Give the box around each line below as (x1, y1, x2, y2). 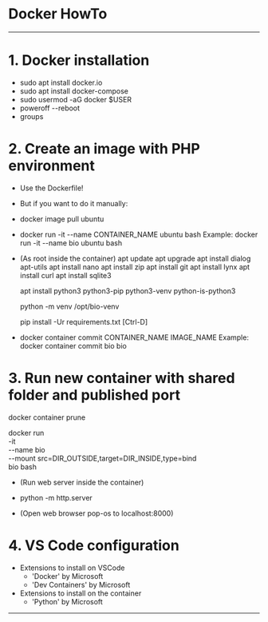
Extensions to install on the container (19, 588, 142, 598)
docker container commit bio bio (19, 341, 128, 350)
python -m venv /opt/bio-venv (19, 301, 120, 311)
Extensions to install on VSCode (19, 563, 125, 572)
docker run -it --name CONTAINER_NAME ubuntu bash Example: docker (19, 229, 258, 239)
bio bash (8, 461, 37, 472)
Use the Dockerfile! (19, 183, 84, 193)
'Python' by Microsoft (31, 596, 104, 606)
